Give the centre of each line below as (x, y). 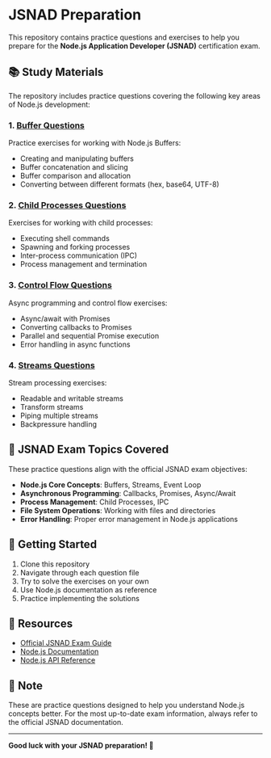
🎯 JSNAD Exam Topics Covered (89, 450)
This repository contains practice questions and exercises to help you (124, 37)
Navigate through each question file (79, 572)
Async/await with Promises (65, 318)
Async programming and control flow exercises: (88, 303)
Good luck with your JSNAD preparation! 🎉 (81, 746)
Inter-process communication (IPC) (79, 255)
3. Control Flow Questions (60, 285)
